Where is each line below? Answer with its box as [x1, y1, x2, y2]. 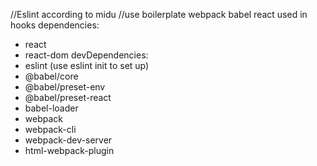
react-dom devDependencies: [24, 49, 149, 61]
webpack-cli [24, 124, 77, 135]
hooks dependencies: [10, 19, 100, 31]
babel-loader [24, 102, 79, 114]
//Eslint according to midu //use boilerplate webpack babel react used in [10, 9, 308, 20]
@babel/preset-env [24, 81, 106, 93]
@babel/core [24, 70, 79, 82]
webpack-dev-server [24, 134, 113, 146]
